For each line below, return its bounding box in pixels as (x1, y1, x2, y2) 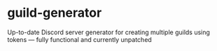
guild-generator (7, 5, 102, 21)
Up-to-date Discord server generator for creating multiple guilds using (7, 28, 210, 36)
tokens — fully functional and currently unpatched (7, 35, 152, 43)
